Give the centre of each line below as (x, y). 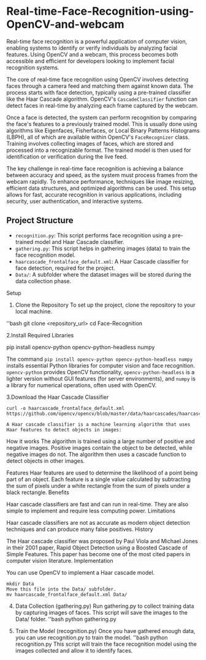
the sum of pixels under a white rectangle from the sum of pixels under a (98, 485)
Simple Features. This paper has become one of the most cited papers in (98, 554)
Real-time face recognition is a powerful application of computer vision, (97, 41)
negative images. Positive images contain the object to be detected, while (99, 447)
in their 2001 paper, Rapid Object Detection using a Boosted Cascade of (97, 548)
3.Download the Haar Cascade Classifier (58, 397)
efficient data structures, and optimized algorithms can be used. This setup (101, 188)
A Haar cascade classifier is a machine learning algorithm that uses (98, 424)
